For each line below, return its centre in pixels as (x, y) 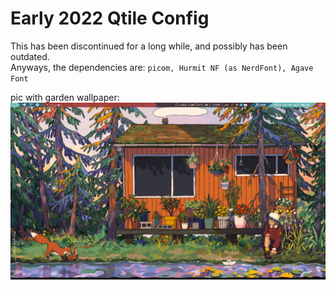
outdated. (30, 56)
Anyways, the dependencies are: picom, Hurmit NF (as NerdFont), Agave (162, 67)
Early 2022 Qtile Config (110, 18)
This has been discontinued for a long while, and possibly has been (149, 46)
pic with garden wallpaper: (65, 97)
